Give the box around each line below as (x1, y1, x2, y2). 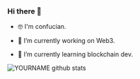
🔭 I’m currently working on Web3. (17, 37, 115, 45)
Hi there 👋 (7, 6, 42, 16)
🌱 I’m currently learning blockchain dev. (17, 50, 134, 59)
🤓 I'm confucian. (17, 23, 66, 31)
